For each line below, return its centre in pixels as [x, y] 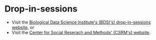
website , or [23, 27]
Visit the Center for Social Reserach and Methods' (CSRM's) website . [81, 32]
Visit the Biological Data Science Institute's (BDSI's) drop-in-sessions [81, 22]
